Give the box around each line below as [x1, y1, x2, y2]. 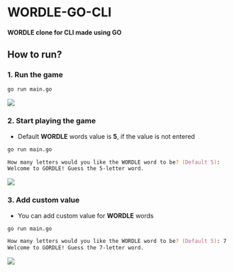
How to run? [7, 49, 62, 61]
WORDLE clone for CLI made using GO [7, 28, 122, 36]
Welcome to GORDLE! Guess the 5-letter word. [7, 165, 144, 172]
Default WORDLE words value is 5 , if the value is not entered [17, 132, 195, 140]
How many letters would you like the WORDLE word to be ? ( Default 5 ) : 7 [7, 238, 227, 245]
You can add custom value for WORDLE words [17, 211, 154, 220]
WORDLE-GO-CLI [7, 4, 112, 21]
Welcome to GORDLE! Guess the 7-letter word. [7, 244, 144, 251]
